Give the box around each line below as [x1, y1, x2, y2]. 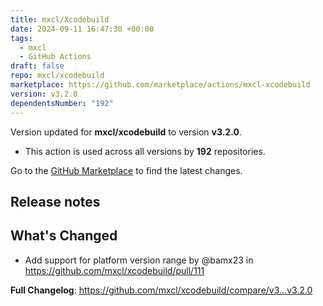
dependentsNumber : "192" [10, 98, 114, 108]
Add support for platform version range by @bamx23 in [24, 254, 254, 266]
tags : [10, 33, 33, 43]
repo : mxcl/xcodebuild [10, 71, 105, 81]
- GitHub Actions [19, 52, 92, 62]
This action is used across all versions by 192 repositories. [24, 145, 266, 157]
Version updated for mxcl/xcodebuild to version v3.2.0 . [10, 126, 242, 138]
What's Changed [10, 227, 118, 245]
